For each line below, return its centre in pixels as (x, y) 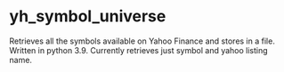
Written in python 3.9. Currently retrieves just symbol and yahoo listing (139, 50)
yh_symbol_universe (88, 16)
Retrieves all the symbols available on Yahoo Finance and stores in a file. (142, 41)
